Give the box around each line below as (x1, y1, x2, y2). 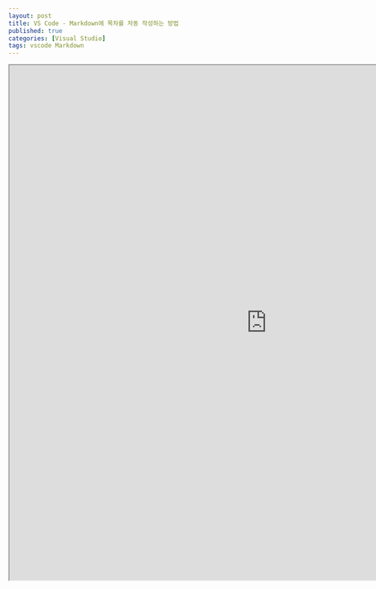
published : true (8, 27, 63, 35)
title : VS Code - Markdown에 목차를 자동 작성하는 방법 (8, 19, 179, 27)
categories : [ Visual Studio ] (8, 34, 106, 43)
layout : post (8, 11, 52, 20)
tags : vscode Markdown (8, 42, 84, 50)
